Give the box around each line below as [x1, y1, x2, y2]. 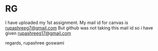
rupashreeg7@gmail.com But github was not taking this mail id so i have [5, 24, 154, 30]
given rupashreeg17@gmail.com [5, 30, 71, 36]
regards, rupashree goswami [5, 39, 65, 45]
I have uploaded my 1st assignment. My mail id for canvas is [5, 19, 129, 25]
